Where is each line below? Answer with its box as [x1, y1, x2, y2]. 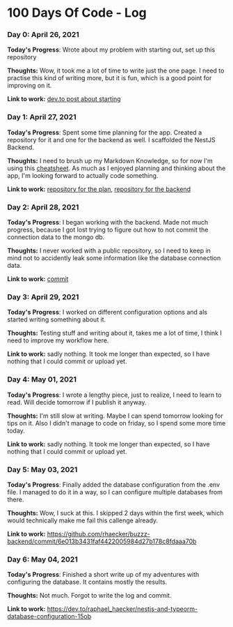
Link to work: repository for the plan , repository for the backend [7, 185, 191, 193]
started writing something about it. [7, 315, 106, 324]
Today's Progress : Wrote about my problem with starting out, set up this [7, 45, 216, 54]
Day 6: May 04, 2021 [7, 554, 78, 564]
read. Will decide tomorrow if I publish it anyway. [7, 398, 147, 406]
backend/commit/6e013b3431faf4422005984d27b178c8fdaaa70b [7, 537, 197, 545]
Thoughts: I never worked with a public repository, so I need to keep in [7, 246, 211, 255]
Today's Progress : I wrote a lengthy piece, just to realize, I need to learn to [7, 391, 222, 399]
